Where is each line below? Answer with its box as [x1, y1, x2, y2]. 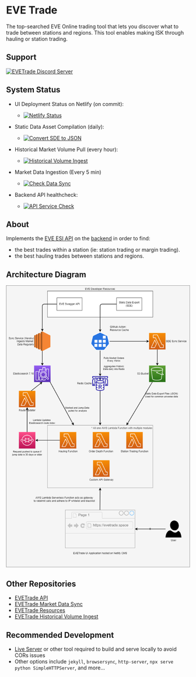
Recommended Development [6, 630, 114, 640]
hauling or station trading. [6, 35, 68, 42]
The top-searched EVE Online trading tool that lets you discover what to [6, 23, 179, 30]
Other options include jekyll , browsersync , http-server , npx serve [14, 658, 174, 665]
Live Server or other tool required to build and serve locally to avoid [14, 645, 177, 653]
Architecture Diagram [6, 269, 86, 279]
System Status [6, 85, 61, 95]
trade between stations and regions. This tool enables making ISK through [6, 29, 184, 36]
